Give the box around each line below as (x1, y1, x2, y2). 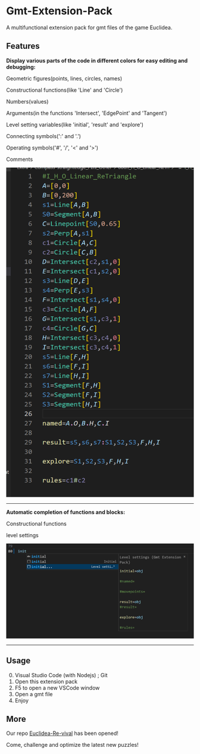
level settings (6, 531, 39, 538)
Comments (6, 155, 33, 163)
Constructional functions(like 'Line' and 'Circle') (6, 86, 123, 94)
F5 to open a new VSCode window (14, 684, 100, 691)
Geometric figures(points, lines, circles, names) (6, 74, 123, 82)
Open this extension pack (14, 678, 78, 685)
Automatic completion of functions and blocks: (6, 508, 126, 516)
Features (6, 41, 40, 51)
